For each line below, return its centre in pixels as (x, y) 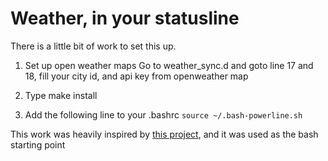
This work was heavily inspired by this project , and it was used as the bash (164, 134)
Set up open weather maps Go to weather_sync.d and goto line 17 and (169, 65)
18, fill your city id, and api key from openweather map (136, 76)
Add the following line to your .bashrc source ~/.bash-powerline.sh (163, 114)
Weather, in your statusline (125, 18)
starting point (38, 144)
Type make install (61, 95)
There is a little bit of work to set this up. (93, 46)
